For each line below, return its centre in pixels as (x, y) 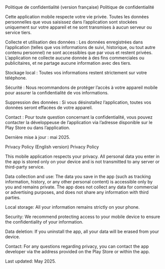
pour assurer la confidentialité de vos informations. (57, 93)
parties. (13, 198)
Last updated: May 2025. (31, 261)
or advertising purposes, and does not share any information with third (77, 192)
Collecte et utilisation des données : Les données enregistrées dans (74, 42)
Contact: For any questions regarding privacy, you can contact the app (77, 246)
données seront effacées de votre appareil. (49, 108)
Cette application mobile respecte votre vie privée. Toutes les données (77, 17)
